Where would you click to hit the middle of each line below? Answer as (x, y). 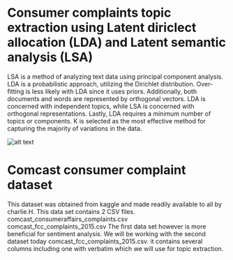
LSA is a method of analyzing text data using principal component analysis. (115, 76)
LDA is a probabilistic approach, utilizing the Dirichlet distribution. (101, 84)
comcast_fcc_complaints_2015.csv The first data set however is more (107, 226)
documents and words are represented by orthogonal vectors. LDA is (106, 98)
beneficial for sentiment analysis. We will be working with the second (106, 234)
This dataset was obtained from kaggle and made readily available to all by (114, 204)
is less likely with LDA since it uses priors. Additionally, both (111, 91)
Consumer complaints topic (89, 13)
